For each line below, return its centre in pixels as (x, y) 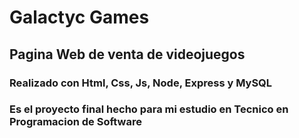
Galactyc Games (79, 17)
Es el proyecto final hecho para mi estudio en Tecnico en (149, 109)
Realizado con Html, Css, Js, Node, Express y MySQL (141, 83)
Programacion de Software (75, 122)
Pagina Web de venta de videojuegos (127, 54)
